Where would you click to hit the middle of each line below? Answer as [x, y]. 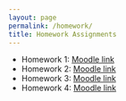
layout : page [33, 17]
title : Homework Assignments [63, 34]
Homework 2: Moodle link [69, 69]
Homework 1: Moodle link [68, 60]
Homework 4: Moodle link [69, 88]
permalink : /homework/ [50, 26]
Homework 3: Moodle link [69, 79]
